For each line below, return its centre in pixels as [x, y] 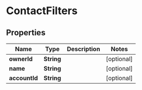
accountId [23, 78]
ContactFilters [42, 11]
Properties [26, 33]
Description [84, 49]
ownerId [21, 59]
